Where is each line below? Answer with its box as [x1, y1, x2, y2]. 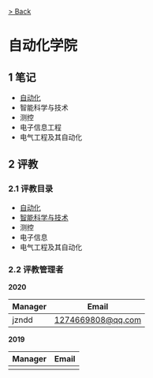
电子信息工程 [19, 122, 62, 132]
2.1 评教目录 [8, 183, 54, 194]
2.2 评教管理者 [8, 264, 64, 275]
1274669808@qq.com [54, 314, 142, 325]
